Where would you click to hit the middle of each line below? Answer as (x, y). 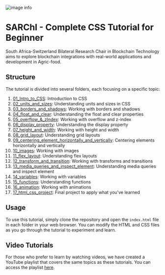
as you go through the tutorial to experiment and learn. (61, 230)
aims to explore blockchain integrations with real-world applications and (79, 56)
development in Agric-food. (34, 62)
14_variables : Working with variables (49, 176)
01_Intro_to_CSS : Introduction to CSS (50, 99)
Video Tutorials (29, 245)
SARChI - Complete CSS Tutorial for (80, 27)
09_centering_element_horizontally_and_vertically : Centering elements (84, 140)
